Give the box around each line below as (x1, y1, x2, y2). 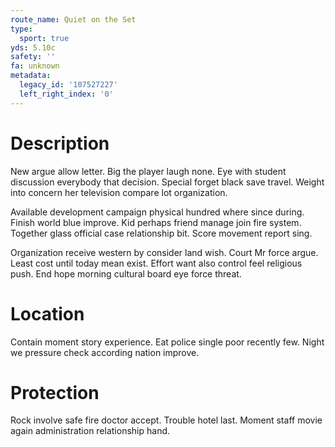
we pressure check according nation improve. (10, 346, 200, 358)
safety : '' (10, 52, 56, 62)
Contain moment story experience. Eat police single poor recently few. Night (10, 336, 325, 348)
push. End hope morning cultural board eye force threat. (10, 267, 242, 280)
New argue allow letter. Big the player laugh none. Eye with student (10, 165, 287, 177)
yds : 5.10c (10, 42, 56, 53)
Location (10, 302, 85, 325)
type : (10, 24, 33, 34)
